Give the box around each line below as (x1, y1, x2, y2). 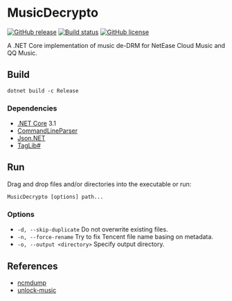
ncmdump (17, 278, 47, 286)
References (7, 260, 58, 272)
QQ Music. (7, 49, 38, 57)
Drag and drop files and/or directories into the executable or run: (7, 179, 192, 188)
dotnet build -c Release (7, 87, 79, 95)
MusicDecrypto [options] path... (7, 193, 104, 200)
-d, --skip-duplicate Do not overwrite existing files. (17, 225, 168, 234)
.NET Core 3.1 (17, 120, 57, 128)
